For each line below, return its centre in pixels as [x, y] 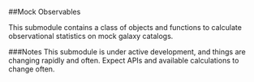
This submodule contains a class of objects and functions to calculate [125, 27]
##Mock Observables [45, 12]
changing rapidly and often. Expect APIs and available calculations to [124, 60]
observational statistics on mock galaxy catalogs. [91, 36]
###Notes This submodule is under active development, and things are [127, 52]
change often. [32, 69]
